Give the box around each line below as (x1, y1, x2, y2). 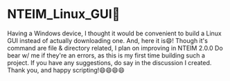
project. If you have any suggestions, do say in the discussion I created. (7, 58, 212, 66)
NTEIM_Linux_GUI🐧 (7, 6, 121, 22)
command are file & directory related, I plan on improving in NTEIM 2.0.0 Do (7, 44, 223, 52)
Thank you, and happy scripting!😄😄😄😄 (7, 66, 125, 74)
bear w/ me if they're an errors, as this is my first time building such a (7, 51, 206, 60)
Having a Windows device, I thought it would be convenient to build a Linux (7, 29, 222, 37)
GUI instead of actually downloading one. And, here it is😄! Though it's (7, 36, 208, 44)
